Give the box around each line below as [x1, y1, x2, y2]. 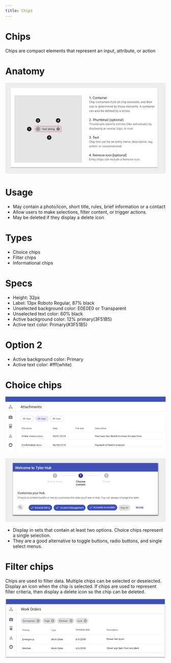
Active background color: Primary [12, 356, 83, 362]
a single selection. [12, 532, 51, 538]
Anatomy [5, 65, 45, 77]
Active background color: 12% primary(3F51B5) [12, 316, 112, 322]
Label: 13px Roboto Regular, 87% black [12, 300, 95, 306]
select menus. [12, 543, 42, 549]
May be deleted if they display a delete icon [12, 214, 104, 220]
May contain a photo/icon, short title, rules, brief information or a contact [12, 204, 166, 210]
